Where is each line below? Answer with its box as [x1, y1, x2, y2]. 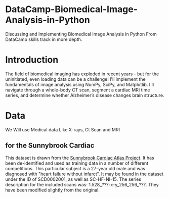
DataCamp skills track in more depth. [5, 36, 82, 42]
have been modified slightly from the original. [5, 187, 100, 193]
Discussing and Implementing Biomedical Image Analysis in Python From [5, 31, 157, 37]
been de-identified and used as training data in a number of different [5, 160, 148, 166]
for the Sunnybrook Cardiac [5, 141, 95, 150]
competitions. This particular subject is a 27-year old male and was [5, 165, 146, 171]
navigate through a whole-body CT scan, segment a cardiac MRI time [5, 87, 150, 93]
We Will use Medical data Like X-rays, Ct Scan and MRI [5, 126, 120, 132]
